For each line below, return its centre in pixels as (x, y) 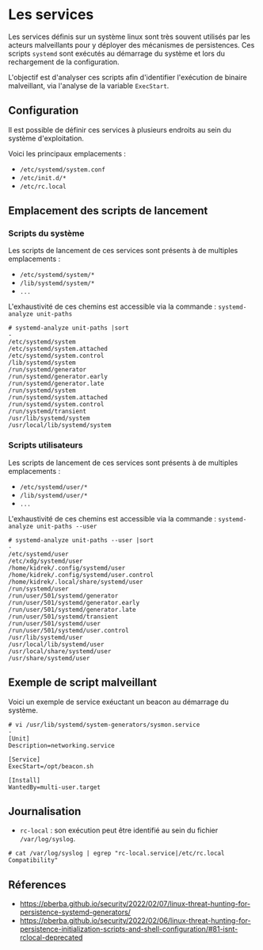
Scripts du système (46, 233)
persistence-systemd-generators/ (75, 912)
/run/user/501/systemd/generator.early (74, 602)
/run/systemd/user (38, 589)
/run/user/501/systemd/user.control (69, 630)
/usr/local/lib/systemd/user (56, 644)
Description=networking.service (61, 745)
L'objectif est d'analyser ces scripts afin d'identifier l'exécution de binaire (128, 77)
